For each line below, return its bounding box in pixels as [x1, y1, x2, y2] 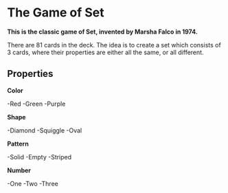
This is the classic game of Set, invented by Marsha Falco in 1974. [7, 27, 198, 36]
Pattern [7, 139, 29, 148]
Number [7, 166, 32, 174]
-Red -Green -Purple [7, 100, 66, 108]
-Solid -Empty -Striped [7, 152, 72, 161]
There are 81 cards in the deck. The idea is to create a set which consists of [7, 41, 221, 49]
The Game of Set [7, 5, 104, 21]
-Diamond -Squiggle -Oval [7, 126, 82, 135]
